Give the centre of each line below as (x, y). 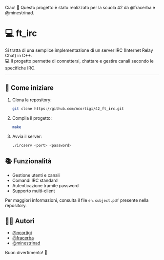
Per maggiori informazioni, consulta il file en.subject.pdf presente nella (77, 200)
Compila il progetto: (32, 118)
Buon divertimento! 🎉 (26, 252)
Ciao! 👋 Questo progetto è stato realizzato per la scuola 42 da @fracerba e (80, 8)
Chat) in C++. (19, 55)
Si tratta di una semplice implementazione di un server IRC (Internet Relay (79, 50)
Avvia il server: (27, 136)
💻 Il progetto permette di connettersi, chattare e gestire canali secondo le (79, 61)
